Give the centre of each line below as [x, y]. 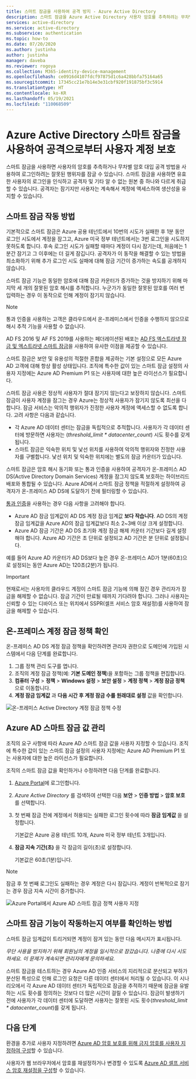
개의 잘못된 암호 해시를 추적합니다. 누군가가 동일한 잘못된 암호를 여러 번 [104, 288]
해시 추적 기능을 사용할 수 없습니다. [46, 326]
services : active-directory [40, 22]
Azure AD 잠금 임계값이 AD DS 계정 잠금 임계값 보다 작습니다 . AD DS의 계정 [101, 516]
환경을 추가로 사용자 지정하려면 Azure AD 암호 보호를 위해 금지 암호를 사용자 [93, 1043]
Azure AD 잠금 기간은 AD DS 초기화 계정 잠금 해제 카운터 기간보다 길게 [95, 531]
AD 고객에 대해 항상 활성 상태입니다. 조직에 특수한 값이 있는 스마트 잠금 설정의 [94, 366]
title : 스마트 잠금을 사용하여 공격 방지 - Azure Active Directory [81, 11]
